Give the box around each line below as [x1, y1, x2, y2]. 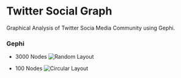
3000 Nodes [15, 53, 47, 60]
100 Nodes [15, 65, 43, 72]
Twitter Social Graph [6, 4, 113, 18]
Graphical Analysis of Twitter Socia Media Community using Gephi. [6, 24, 175, 31]
